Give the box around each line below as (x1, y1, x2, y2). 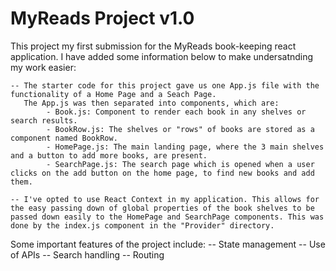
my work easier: (10, 61, 77, 73)
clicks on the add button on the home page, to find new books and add (10, 168, 315, 178)
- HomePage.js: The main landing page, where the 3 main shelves (46, 142, 325, 152)
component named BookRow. (10, 133, 118, 143)
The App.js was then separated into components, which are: (23, 98, 280, 108)
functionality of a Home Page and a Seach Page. (10, 89, 217, 99)
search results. (10, 115, 78, 126)
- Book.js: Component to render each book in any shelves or (46, 107, 307, 117)
